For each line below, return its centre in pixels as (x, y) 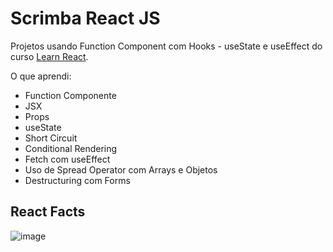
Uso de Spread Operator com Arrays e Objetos (121, 169)
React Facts (48, 212)
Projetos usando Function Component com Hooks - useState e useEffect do (166, 46)
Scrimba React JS (85, 18)
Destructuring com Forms (77, 180)
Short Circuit (51, 138)
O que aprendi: (41, 76)
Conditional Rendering (71, 148)
